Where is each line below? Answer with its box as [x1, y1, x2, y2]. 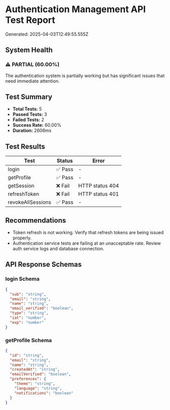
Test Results [5, 142, 46, 151]
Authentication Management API [5, 4, 146, 15]
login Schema [5, 275, 39, 282]
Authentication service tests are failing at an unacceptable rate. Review [12, 240, 161, 246]
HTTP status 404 [78, 182, 119, 190]
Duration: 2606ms [12, 128, 52, 134]
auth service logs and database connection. [12, 246, 105, 252]
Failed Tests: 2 [12, 117, 45, 123]
